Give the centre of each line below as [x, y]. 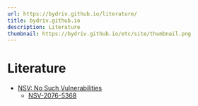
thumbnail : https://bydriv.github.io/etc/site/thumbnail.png [99, 34]
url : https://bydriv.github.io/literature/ [72, 14]
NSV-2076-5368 [52, 95]
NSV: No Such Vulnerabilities [60, 88]
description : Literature [44, 27]
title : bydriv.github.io [44, 20]
